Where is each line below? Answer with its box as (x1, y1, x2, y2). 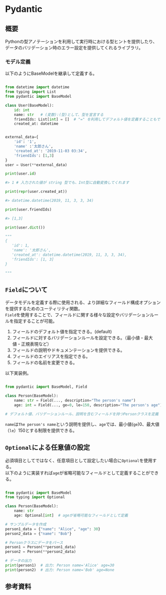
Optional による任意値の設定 (5, 443, 90, 452)
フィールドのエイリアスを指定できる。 (12, 354, 90, 359)
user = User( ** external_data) (5, 162, 68, 167)
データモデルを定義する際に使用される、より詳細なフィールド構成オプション (5, 299, 161, 305)
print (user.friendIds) (5, 207, 52, 212)
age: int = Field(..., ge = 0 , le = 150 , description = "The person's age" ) (14, 403, 163, 408)
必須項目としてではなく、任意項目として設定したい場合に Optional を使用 (5, 457, 153, 463)
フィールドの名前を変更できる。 (12, 359, 78, 365)
